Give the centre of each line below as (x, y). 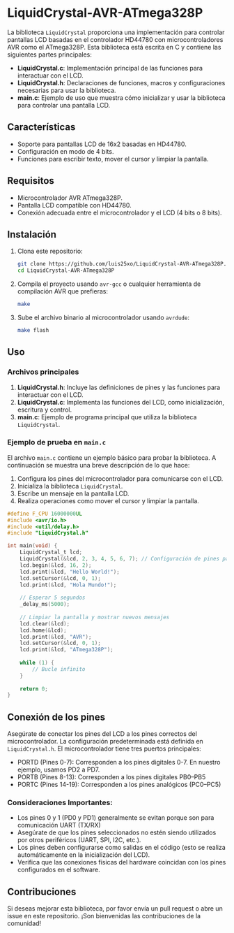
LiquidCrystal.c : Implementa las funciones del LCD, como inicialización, (121, 402)
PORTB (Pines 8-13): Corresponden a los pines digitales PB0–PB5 (111, 777)
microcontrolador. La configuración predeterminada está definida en (105, 742)
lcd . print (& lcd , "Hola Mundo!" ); (68, 585)
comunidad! (24, 923)
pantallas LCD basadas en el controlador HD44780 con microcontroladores (115, 39)
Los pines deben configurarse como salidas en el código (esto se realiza (122, 848)
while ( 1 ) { (37, 663)
